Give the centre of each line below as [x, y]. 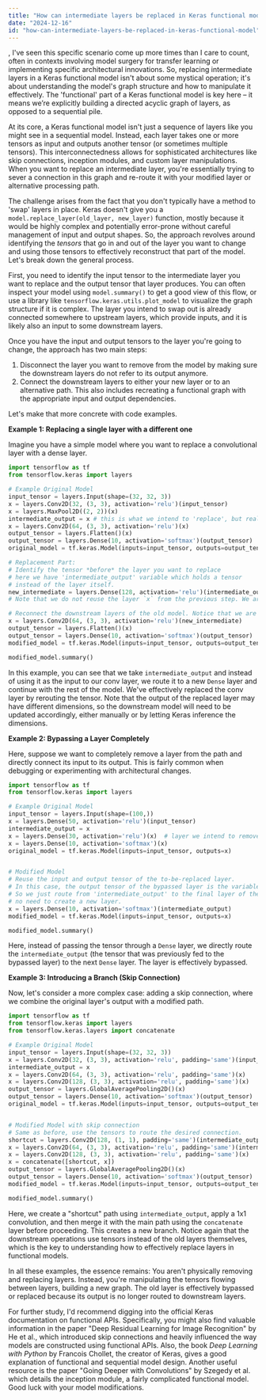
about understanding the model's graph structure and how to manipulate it [130, 86]
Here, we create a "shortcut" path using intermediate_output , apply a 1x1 [127, 1213]
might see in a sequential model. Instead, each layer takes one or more [123, 135]
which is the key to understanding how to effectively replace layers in [121, 1247]
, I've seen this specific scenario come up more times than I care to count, [129, 53]
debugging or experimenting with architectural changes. [100, 770]
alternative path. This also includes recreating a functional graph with [133, 390]
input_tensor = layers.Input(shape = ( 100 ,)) [81, 814]
